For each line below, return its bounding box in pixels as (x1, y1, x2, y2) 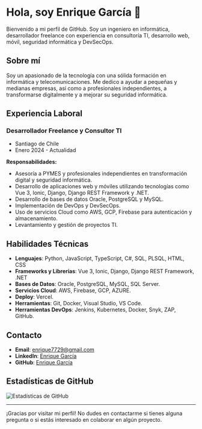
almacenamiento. (14, 215, 58, 222)
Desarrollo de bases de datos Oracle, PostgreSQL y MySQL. (14, 195, 164, 203)
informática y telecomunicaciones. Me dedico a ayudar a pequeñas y (6, 78, 177, 85)
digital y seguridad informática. (14, 176, 92, 183)
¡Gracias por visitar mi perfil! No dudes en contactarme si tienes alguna (6, 410, 183, 417)
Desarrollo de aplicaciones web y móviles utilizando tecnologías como (14, 183, 189, 190)
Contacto (6, 330, 42, 340)
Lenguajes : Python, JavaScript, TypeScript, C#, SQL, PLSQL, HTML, (14, 255, 185, 262)
